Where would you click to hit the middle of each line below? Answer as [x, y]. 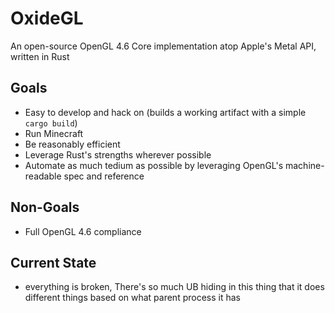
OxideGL [47, 18]
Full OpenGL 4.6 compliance [83, 231]
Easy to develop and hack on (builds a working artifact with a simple [165, 112]
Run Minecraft [54, 133]
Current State [53, 262]
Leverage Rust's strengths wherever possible [118, 154]
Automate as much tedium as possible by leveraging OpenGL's [154, 165]
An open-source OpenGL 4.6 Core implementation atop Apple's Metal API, [163, 46]
